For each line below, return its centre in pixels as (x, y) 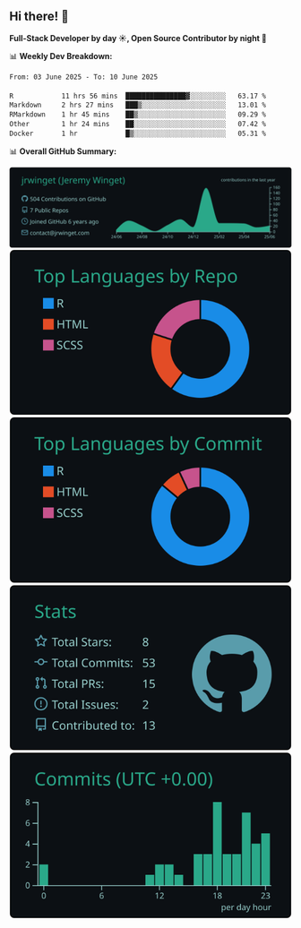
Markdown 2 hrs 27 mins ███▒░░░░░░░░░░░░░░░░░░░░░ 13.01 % (138, 105)
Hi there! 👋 (39, 17)
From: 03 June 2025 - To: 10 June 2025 (84, 77)
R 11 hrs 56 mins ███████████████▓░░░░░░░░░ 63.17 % (138, 96)
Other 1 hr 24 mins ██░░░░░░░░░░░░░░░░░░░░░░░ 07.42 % (138, 125)
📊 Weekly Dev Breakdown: (61, 56)
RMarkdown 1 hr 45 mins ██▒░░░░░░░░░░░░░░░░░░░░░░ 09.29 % (138, 115)
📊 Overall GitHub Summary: (63, 151)
